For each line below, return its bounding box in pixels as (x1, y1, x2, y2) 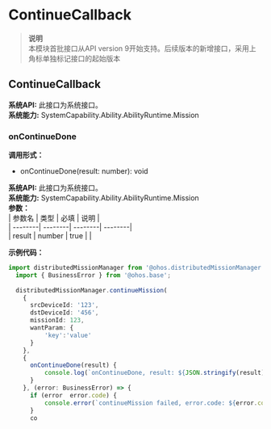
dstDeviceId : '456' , (29, 309, 99, 317)
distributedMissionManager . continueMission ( (15, 286, 168, 294)
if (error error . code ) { (29, 391, 117, 399)
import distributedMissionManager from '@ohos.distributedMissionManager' (8, 264, 265, 272)
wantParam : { (29, 324, 74, 332)
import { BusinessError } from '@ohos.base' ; (15, 271, 172, 280)
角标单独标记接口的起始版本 (27, 53, 121, 63)
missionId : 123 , (29, 317, 85, 325)
